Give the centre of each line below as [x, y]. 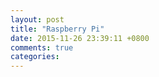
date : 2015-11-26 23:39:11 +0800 [80, 38]
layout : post [37, 19]
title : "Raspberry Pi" [57, 29]
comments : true [42, 47]
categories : [35, 57]
